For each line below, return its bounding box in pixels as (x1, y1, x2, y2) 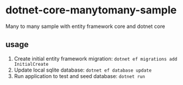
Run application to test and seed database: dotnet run (13, 72, 145, 79)
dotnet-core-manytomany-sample (5, 3, 177, 17)
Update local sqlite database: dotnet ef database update (13, 66, 152, 73)
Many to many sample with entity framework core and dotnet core (5, 23, 165, 30)
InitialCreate (13, 61, 49, 67)
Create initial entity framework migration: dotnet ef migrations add (13, 55, 178, 62)
